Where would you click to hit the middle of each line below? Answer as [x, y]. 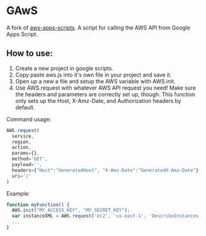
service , [23, 136]
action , [22, 148]
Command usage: [29, 119]
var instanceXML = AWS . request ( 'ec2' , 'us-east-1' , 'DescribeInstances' [107, 216]
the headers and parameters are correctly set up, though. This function [105, 94]
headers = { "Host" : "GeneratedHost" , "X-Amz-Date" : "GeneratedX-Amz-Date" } [105, 170]
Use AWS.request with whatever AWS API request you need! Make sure [105, 88]
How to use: [30, 54]
